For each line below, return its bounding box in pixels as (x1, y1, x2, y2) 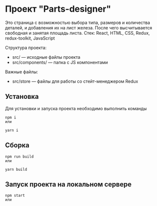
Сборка (5, 141, 29, 150)
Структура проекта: (5, 45, 47, 50)
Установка (5, 92, 39, 101)
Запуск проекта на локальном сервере (5, 180, 132, 188)
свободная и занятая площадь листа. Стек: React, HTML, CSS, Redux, (5, 30, 150, 36)
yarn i (5, 128, 19, 133)
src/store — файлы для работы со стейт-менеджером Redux (12, 78, 138, 84)
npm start (5, 193, 25, 198)
